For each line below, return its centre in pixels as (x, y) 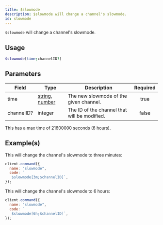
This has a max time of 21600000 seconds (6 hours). (58, 128)
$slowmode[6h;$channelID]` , (40, 214)
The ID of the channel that (97, 110)
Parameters (23, 74)
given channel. (84, 102)
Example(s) (23, 143)
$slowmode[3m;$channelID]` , (40, 177)
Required (145, 87)
